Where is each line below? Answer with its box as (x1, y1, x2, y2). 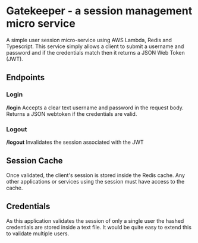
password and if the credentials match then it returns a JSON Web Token (6, 49, 186, 56)
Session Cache (6, 156, 64, 166)
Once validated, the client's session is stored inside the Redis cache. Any (6, 171, 186, 179)
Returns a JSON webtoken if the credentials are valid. (6, 110, 137, 117)
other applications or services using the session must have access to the (6, 178, 185, 185)
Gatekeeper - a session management (6, 4, 193, 18)
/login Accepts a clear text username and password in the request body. (6, 104, 184, 111)
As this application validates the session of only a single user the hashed (6, 217, 184, 224)
